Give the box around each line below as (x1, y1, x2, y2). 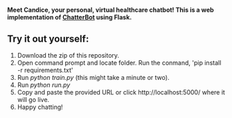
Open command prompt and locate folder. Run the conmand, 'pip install (17, 59, 222, 67)
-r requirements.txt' (17, 66, 73, 74)
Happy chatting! (17, 103, 64, 111)
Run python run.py (17, 81, 71, 90)
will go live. (17, 96, 50, 104)
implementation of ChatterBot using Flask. (7, 12, 132, 21)
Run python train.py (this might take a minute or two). (17, 74, 170, 82)
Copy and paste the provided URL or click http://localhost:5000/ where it (17, 88, 225, 96)
